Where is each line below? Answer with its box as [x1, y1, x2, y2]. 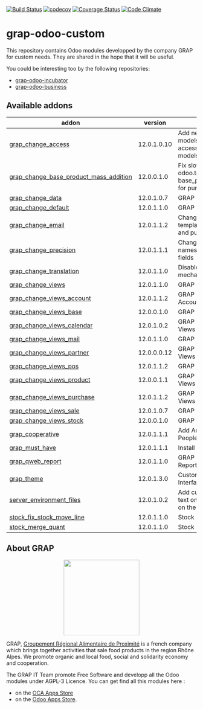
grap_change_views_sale [9, 406, 80, 415]
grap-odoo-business [14, 83, 67, 90]
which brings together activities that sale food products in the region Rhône [6, 646, 195, 653]
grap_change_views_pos [9, 362, 79, 370]
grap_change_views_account [9, 294, 91, 302]
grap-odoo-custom [6, 27, 105, 40]
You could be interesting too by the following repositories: [6, 65, 150, 72]
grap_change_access [9, 140, 69, 148]
